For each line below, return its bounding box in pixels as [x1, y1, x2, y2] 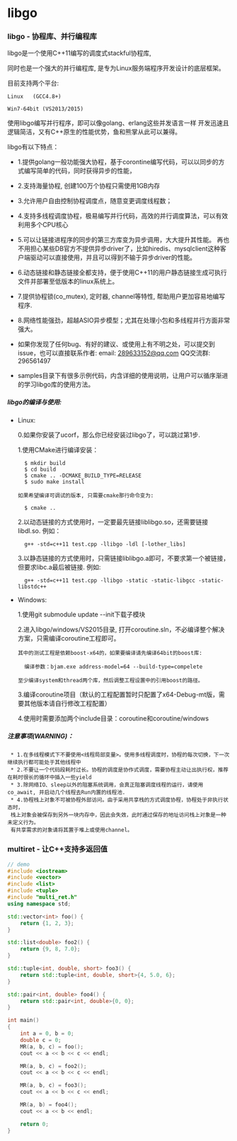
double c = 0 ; [20, 1036, 62, 1043]
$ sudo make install [24, 478, 85, 486]
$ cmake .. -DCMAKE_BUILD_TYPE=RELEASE [24, 472, 141, 479]
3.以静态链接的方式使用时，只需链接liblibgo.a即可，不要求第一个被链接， [17, 554, 230, 563]
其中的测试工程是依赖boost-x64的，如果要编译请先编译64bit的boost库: [17, 650, 203, 657]
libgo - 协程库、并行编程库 [7, 32, 98, 42]
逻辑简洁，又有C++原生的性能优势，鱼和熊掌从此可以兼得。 [7, 127, 182, 136]
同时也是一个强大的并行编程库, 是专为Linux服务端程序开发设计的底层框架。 [7, 64, 225, 72]
